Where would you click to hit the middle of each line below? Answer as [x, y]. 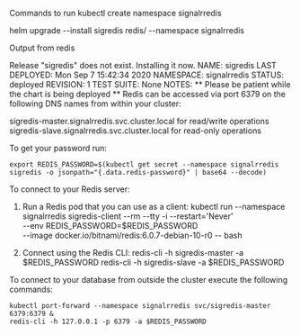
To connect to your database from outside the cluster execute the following [149, 280]
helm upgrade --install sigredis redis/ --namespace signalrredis [127, 30]
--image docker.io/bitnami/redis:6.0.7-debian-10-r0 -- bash [132, 235]
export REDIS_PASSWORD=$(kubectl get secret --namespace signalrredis [144, 165]
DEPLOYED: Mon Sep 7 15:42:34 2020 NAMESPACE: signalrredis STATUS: [147, 75]
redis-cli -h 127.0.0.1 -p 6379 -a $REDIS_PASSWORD [108, 321]
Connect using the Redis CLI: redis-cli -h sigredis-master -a [133, 253]
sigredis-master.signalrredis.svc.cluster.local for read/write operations [139, 121]
